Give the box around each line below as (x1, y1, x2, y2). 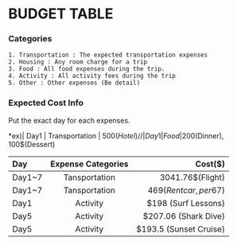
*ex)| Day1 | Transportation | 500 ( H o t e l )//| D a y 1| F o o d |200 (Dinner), (8, 130, 224, 140)
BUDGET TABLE (8, 5, 114, 23)
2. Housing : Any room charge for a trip (8, 58, 148, 66)
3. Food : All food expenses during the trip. (8, 65, 165, 73)
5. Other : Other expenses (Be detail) (8, 79, 141, 87)
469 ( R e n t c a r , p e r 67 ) (147, 185, 225, 196)
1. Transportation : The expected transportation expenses (8, 51, 208, 60)
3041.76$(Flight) (159, 172, 225, 183)
